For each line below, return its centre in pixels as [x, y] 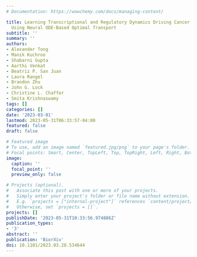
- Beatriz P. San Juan [34, 71]
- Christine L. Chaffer [35, 93]
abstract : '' [22, 234]
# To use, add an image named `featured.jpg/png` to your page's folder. [98, 147]
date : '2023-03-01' [30, 115]
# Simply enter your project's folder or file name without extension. [98, 196]
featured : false [26, 126]
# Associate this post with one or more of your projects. [82, 191]
